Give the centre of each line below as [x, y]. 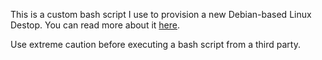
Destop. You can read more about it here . [95, 25]
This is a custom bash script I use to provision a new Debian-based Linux [161, 14]
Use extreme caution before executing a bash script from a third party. [155, 44]
